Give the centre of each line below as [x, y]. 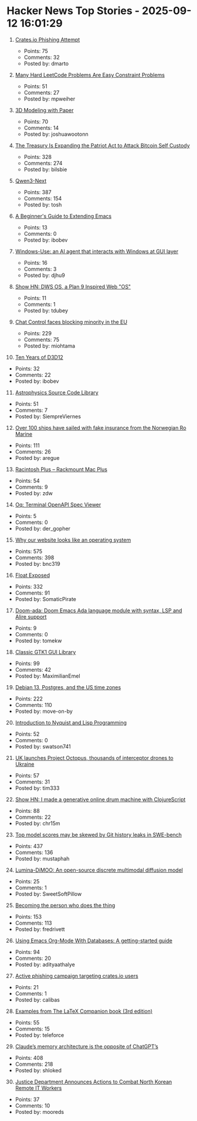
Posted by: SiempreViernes [48, 416]
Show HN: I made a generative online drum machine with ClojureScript [100, 799]
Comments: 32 [42, 57]
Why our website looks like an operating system [73, 540]
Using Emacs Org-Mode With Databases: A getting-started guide [94, 940]
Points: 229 [38, 333]
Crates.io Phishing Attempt [47, 39]
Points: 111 [27, 445]
